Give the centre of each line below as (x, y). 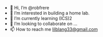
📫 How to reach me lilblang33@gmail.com (54, 29)
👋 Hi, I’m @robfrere (30, 8)
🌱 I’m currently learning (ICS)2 (41, 18)
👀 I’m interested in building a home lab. (50, 13)
